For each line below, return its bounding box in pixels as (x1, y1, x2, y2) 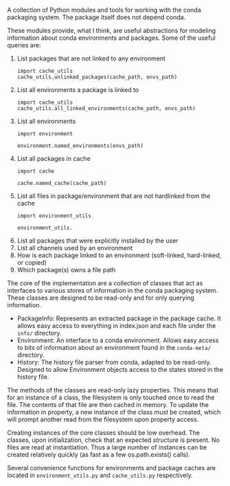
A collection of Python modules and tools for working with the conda (7, 6, 201, 14)
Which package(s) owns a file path (16, 266, 116, 274)
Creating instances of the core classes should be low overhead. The (7, 429, 200, 437)
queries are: (7, 41, 41, 49)
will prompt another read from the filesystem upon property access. (7, 415, 199, 423)
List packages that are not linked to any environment (16, 54, 166, 63)
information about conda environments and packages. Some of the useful (7, 34, 216, 42)
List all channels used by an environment (16, 244, 133, 252)
